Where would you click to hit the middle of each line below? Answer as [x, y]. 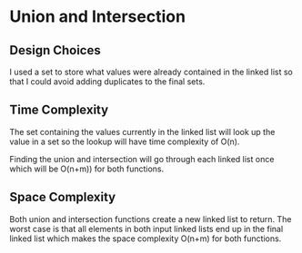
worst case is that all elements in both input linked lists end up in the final [146, 229]
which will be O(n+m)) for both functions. [87, 169]
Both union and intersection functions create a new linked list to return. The [151, 219]
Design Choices [55, 50]
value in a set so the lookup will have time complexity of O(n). [125, 141]
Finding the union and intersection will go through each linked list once [142, 159]
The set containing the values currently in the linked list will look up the [142, 131]
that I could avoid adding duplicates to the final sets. [107, 82]
